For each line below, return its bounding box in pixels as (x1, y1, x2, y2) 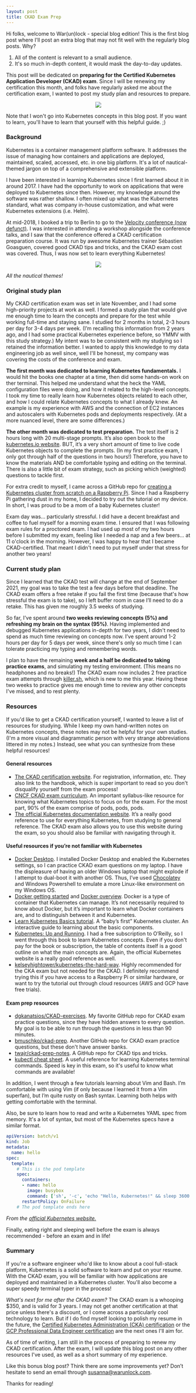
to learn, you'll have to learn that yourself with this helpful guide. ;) (6, 118, 166, 126)
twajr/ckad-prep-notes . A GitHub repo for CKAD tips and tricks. (14, 1050, 168, 1057)
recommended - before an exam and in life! (6, 1232, 111, 1239)
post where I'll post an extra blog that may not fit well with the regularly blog (6, 36, 190, 43)
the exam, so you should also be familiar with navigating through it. (14, 829, 176, 836)
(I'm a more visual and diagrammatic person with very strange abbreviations (6, 735, 190, 742)
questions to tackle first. (6, 472, 64, 479)
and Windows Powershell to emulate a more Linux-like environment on (14, 881, 185, 888)
